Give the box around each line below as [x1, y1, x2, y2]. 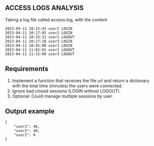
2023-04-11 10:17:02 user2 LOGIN [5, 30, 73, 35]
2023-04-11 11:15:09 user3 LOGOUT [5, 51, 75, 56]
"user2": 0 [14, 133, 36, 138]
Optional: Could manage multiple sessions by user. [12, 93, 113, 99]
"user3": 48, [14, 129, 40, 133]
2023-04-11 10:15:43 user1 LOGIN [5, 26, 73, 31]
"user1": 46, [14, 124, 40, 129]
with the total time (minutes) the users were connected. [12, 82, 123, 89]
